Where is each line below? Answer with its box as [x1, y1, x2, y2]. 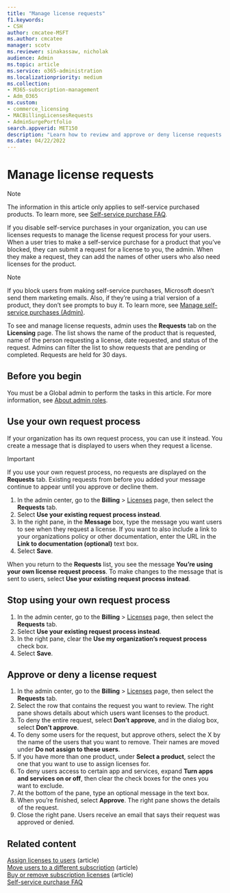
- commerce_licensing [7, 106, 69, 112]
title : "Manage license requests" [7, 10, 106, 17]
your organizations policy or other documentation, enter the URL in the [16, 532, 217, 540]
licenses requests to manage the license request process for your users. [7, 231, 212, 239]
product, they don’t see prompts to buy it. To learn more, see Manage [7, 301, 203, 309]
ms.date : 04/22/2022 [7, 138, 66, 145]
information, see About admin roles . [7, 395, 108, 404]
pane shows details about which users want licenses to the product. [16, 709, 209, 717]
